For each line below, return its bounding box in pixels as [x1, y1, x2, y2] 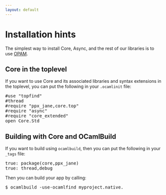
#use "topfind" [5, 93, 42, 99]
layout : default [5, 7, 39, 12]
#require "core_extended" [5, 113, 69, 119]
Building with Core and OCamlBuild [5, 132, 116, 141]
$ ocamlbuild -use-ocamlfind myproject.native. [5, 185, 124, 190]
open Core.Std [5, 118, 40, 124]
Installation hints [5, 28, 76, 40]
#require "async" [5, 108, 47, 114]
